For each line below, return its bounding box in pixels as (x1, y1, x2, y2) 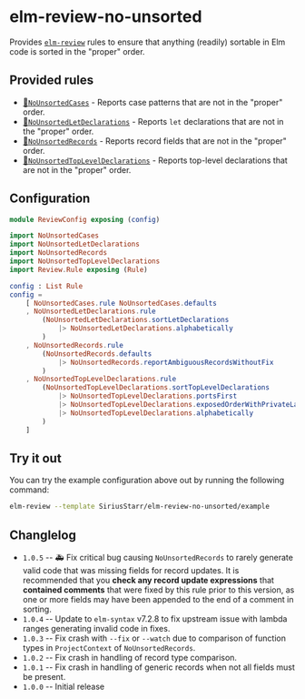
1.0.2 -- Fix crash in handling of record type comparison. (22, 653, 238, 664)
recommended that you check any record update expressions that (22, 575, 275, 586)
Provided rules (9, 73, 93, 88)
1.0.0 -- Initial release (22, 681, 105, 693)
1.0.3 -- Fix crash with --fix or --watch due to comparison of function (22, 633, 286, 643)
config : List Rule (9, 281, 84, 290)
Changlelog (9, 527, 77, 542)
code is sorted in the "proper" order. (9, 46, 145, 56)
